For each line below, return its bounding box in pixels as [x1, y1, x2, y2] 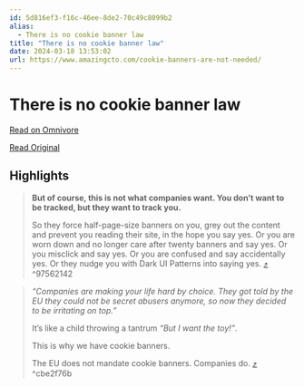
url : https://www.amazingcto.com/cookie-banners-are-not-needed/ [9, 55, 261, 64]
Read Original [9, 141, 61, 152]
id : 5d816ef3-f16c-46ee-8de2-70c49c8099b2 [9, 13, 172, 23]
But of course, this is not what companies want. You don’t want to [31, 192, 285, 203]
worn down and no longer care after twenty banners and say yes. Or [31, 238, 288, 249]
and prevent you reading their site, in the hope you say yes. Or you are [31, 228, 295, 240]
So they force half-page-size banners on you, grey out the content [31, 219, 281, 230]
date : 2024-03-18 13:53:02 [9, 47, 112, 56]
